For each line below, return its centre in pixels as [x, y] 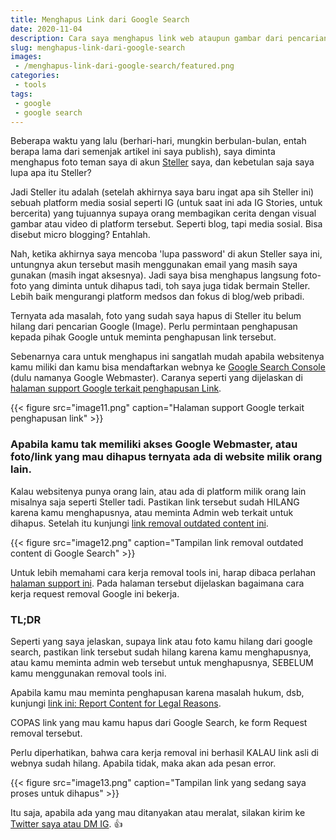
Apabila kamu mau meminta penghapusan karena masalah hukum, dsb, [157, 692]
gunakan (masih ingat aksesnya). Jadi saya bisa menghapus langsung [154, 275]
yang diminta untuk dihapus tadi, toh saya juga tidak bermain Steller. [169, 286]
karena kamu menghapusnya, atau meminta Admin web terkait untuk [152, 512]
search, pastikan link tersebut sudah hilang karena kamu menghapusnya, [161, 652]
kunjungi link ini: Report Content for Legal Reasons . [116, 703]
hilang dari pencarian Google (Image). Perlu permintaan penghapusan [154, 327]
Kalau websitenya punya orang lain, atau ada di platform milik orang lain [158, 491]
